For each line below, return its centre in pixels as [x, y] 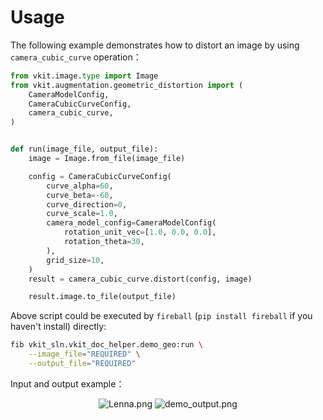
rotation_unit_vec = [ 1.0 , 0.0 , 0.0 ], [140, 232]
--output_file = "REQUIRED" [82, 364]
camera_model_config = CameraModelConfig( [131, 223]
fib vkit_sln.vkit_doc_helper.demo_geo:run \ [106, 345]
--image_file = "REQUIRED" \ [84, 354]
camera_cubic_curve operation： [76, 57]
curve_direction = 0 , [87, 204]
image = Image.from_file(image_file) [107, 159]
